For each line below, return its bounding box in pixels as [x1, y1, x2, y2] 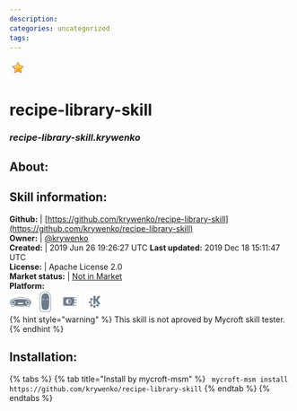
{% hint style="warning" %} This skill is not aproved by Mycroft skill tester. [9, 314, 285, 325]
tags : [9, 33, 30, 42]
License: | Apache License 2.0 [9, 261, 123, 272]
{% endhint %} [9, 323, 65, 334]
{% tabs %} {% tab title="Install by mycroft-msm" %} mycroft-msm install [9, 373, 289, 384]
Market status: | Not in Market [9, 270, 123, 282]
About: [9, 159, 49, 174]
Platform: [9, 280, 45, 291]
